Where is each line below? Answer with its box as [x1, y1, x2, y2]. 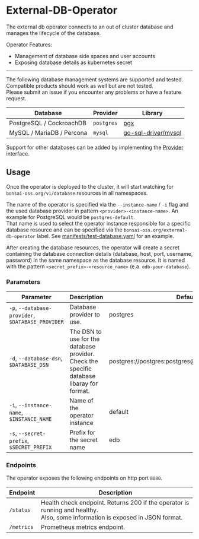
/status [9, 507, 31, 513]
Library [142, 109, 163, 117]
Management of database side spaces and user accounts [14, 52, 156, 59]
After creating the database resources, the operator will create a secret [6, 244, 179, 251]
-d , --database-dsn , [9, 354, 63, 363]
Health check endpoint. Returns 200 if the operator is [40, 499, 190, 507]
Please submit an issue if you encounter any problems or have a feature [6, 88, 182, 96]
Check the [69, 357, 99, 366]
